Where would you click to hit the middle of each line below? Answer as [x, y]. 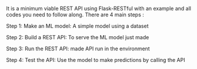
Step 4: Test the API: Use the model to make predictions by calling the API [96, 60]
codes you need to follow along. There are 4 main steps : [75, 15]
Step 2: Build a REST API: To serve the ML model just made [78, 37]
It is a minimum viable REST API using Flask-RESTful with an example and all [98, 8]
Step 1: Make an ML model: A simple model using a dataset [77, 26]
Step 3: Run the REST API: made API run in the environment [78, 49]
